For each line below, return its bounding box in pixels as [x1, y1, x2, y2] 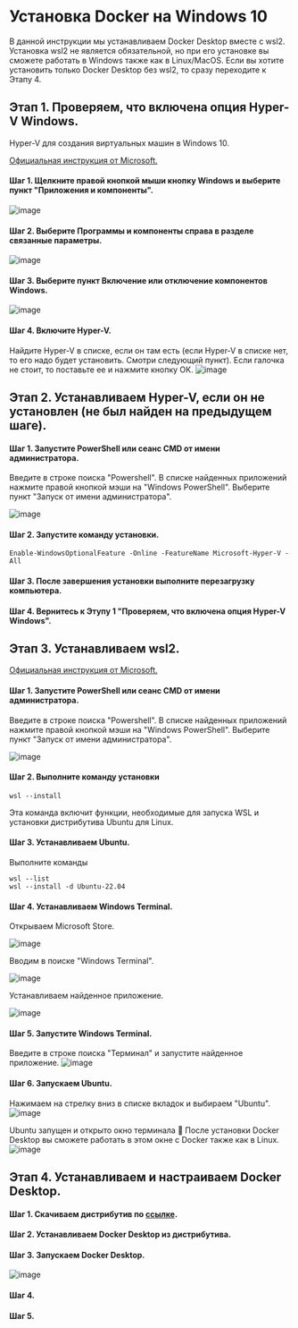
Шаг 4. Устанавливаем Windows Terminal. [9, 901, 173, 912]
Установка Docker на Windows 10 [9, 6, 268, 27]
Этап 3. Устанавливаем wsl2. [9, 641, 180, 656]
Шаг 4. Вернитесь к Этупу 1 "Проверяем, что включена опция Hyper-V [9, 606, 286, 617]
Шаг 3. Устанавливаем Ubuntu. [9, 837, 130, 847]
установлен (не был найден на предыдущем [9, 404, 272, 419]
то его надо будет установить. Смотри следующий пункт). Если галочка [9, 354, 285, 365]
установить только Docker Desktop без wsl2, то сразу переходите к [9, 64, 267, 75]
